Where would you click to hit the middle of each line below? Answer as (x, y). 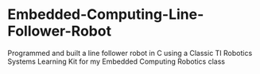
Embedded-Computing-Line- (106, 15)
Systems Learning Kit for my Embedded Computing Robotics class (116, 61)
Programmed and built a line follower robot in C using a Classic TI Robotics (130, 53)
